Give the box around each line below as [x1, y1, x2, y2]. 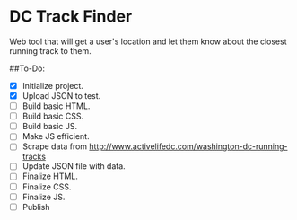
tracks [22, 151, 47, 163]
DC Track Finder [9, 6, 133, 27]
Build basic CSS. [22, 110, 84, 122]
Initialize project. [22, 80, 83, 91]
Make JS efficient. [22, 131, 90, 142]
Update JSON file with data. [22, 161, 126, 172]
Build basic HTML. [22, 101, 91, 111]
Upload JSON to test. [22, 91, 101, 101]
